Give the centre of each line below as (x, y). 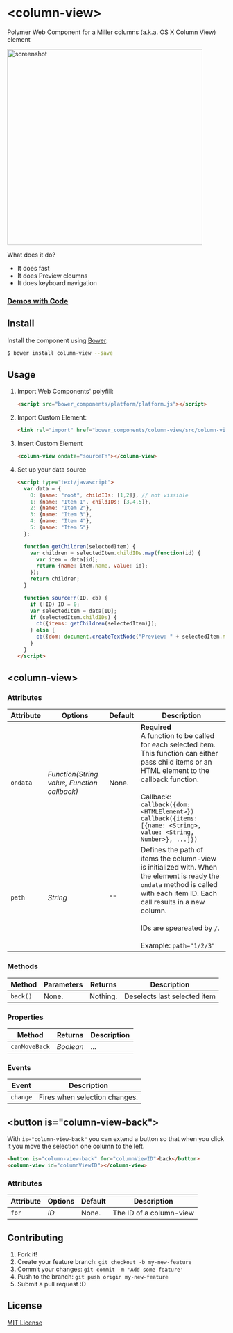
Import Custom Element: (52, 417)
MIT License (25, 1323)
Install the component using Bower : (58, 340)
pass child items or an (177, 762)
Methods (23, 966)
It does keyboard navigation (57, 282)
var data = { (43, 488)
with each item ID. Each (179, 893)
